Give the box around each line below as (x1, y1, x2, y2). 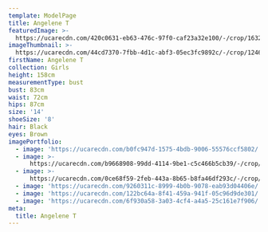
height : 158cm (8, 71, 56, 79)
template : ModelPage (8, 11, 77, 20)
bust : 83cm (8, 85, 45, 94)
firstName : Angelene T (8, 57, 84, 65)
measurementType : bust (8, 78, 84, 86)
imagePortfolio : (8, 137, 62, 146)
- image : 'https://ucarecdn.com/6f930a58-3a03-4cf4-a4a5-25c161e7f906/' (15, 197, 262, 205)
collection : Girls (8, 64, 69, 72)
